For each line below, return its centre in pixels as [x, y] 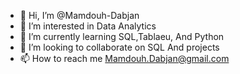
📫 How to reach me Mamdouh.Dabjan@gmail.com [124, 58]
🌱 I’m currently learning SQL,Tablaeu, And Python [122, 36]
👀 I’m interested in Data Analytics [88, 26]
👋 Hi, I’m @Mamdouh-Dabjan [79, 15]
